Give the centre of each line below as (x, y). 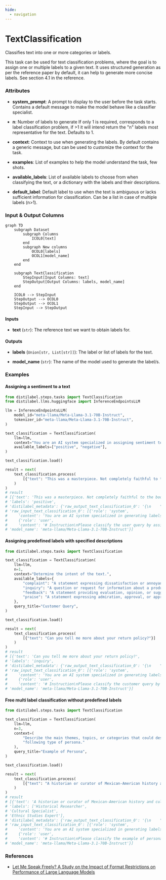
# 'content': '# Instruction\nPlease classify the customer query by (83, 684)
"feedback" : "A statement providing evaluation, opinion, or (87, 592)
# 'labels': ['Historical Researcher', (46, 806)
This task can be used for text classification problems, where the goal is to (81, 62)
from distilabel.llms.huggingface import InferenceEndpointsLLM (73, 402)
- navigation (23, 14)
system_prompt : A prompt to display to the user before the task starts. (84, 102)
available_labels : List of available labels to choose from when (75, 177)
